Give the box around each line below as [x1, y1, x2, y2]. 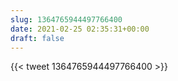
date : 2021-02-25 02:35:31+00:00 [10, 24, 150, 34]
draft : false [10, 33, 65, 43]
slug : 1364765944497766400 [10, 14, 123, 25]
